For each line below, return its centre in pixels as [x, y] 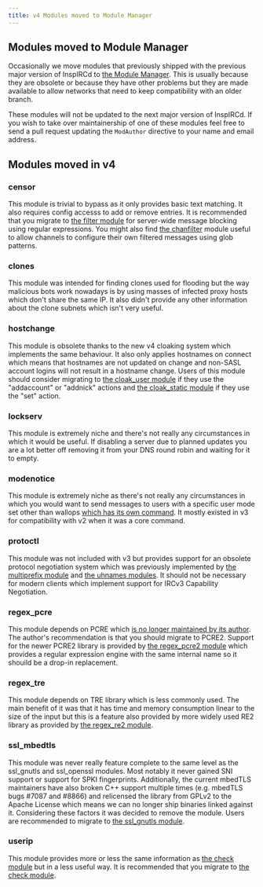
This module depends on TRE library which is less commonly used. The [124, 700]
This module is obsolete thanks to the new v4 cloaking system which [120, 346]
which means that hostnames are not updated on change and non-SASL [125, 362]
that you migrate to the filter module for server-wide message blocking [122, 221]
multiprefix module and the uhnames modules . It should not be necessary [127, 575]
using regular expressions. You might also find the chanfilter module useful [130, 229]
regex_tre [27, 683]
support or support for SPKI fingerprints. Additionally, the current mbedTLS [130, 779]
